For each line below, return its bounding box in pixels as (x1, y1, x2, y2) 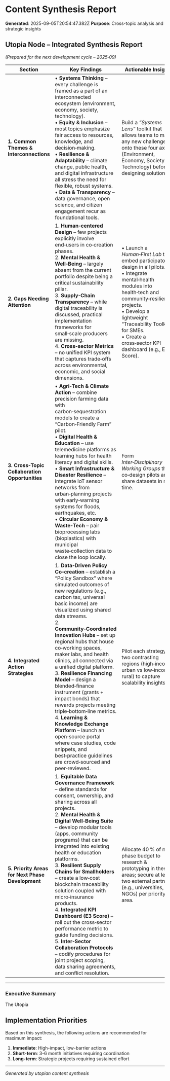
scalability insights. (121, 679, 167, 686)
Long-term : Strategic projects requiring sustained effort (12, 1056, 130, 1062)
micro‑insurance (55, 893, 94, 900)
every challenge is (55, 81, 99, 88)
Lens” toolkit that (121, 125, 162, 132)
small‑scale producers (55, 330, 108, 337)
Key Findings (69, 66, 102, 73)
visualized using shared (55, 606, 111, 613)
